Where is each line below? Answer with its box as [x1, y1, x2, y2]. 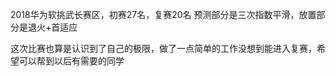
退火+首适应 [27, 21, 78, 33]
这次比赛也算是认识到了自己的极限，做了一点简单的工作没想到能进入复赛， [10, 43, 317, 54]
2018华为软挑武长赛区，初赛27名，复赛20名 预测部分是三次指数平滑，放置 [10, 9, 317, 20]
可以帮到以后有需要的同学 [18, 55, 125, 67]
